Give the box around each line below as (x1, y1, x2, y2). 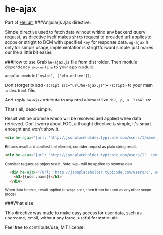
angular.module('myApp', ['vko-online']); (5, 73, 92, 78)
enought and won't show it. (5, 126, 60, 132)
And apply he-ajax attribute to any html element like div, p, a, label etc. (5, 97, 153, 102)
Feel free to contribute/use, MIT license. (5, 224, 85, 230)
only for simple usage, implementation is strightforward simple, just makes (5, 44, 154, 50)
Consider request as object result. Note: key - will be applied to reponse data (5, 161, 133, 166)
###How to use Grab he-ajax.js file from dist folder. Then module (5, 59, 137, 65)
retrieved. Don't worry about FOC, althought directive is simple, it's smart (5, 120, 151, 127)
